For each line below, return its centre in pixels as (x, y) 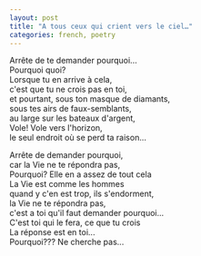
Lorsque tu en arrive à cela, (61, 80)
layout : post (34, 18)
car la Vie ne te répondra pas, (65, 165)
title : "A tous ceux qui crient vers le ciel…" (101, 26)
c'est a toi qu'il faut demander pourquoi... (87, 213)
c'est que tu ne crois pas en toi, (68, 89)
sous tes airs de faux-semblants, (70, 109)
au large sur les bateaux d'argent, (73, 118)
